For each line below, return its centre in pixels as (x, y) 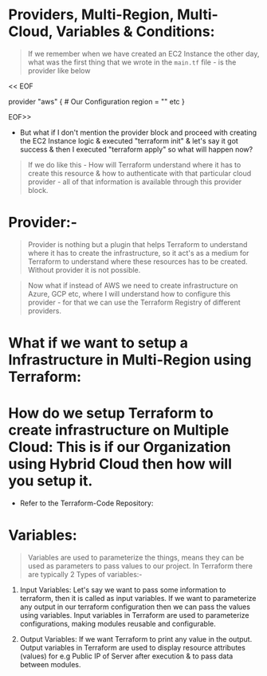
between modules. (50, 664)
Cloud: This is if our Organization (120, 447)
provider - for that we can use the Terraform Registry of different (134, 302)
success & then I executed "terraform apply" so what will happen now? (136, 149)
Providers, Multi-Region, (91, 15)
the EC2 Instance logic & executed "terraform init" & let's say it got (129, 140)
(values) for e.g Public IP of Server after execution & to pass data (126, 656)
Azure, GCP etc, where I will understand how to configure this (129, 293)
